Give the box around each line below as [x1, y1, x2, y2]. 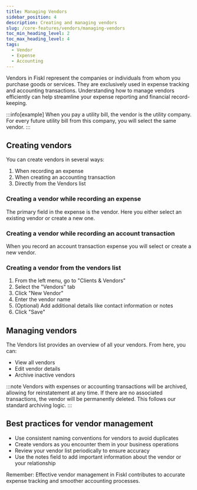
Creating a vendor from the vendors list [6, 263, 122, 272]
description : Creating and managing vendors [6, 19, 117, 25]
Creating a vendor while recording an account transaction [6, 229, 175, 237]
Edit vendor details [14, 365, 61, 373]
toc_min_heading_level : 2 [6, 31, 70, 37]
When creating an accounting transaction [14, 174, 116, 181]
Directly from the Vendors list [14, 180, 86, 187]
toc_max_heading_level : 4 [6, 36, 70, 42]
